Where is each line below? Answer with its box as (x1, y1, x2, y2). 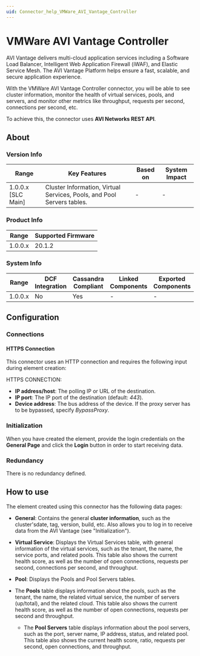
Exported (158, 275, 186, 283)
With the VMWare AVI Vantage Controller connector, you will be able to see (6, 85, 190, 92)
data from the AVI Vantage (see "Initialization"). (14, 527, 131, 534)
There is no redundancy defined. (6, 470, 86, 477)
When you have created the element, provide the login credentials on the (6, 435, 185, 442)
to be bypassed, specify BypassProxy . (14, 406, 110, 414)
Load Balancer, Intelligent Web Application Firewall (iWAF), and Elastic (6, 60, 178, 67)
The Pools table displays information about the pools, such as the (14, 587, 176, 594)
